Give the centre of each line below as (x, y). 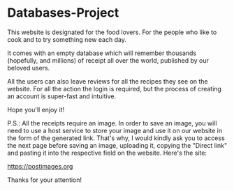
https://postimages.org (40, 166)
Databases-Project (63, 13)
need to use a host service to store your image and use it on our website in (115, 130)
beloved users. (29, 68)
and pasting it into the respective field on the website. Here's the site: (107, 153)
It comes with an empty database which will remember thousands (102, 53)
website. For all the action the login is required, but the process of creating (115, 89)
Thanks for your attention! (45, 180)
